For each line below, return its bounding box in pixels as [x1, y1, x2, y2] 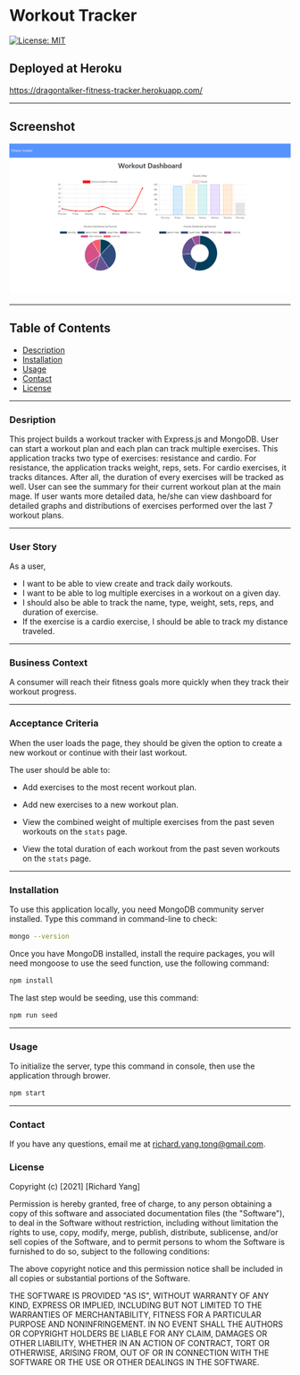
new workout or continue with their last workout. [9, 747, 187, 758]
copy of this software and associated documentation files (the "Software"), [9, 1208, 286, 1219]
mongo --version [9, 932, 70, 941]
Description [21, 344, 65, 355]
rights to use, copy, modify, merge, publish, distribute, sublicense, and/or [9, 1227, 279, 1238]
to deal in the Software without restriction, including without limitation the [9, 1217, 279, 1228]
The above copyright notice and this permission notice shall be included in [9, 1264, 283, 1275]
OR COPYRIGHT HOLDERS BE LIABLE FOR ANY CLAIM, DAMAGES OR [9, 1328, 268, 1339]
